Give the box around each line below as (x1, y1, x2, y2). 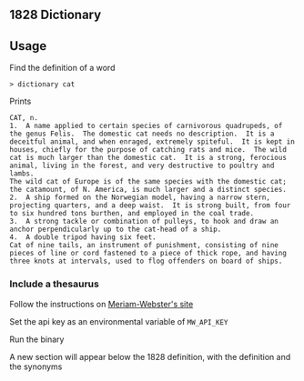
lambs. (9, 169, 35, 178)
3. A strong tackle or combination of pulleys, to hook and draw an (9, 217, 279, 226)
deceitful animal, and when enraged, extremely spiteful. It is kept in (9, 137, 296, 146)
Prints (9, 95, 32, 107)
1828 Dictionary (9, 7, 102, 23)
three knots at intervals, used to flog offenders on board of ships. (9, 256, 283, 266)
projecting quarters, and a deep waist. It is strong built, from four (9, 201, 291, 210)
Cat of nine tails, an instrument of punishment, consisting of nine (9, 241, 279, 250)
